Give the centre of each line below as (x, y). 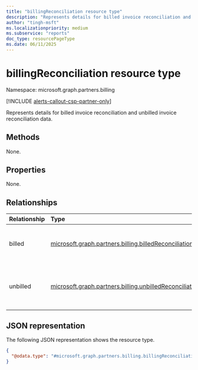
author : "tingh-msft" (33, 22)
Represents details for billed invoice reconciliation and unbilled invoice (91, 112)
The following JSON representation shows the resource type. (80, 340)
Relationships (32, 203)
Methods (23, 137)
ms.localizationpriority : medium (47, 28)
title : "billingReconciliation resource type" (64, 11)
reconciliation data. (29, 119)
